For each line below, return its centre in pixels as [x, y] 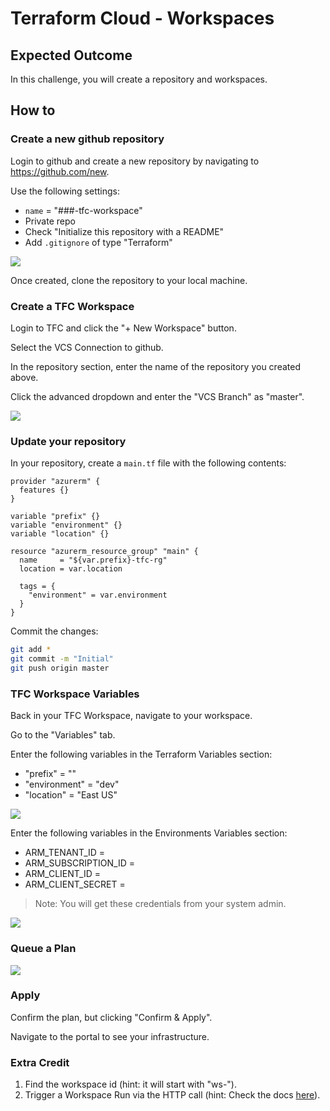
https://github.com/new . [60, 171]
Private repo [50, 221]
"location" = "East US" [71, 795]
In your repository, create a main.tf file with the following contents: [148, 463]
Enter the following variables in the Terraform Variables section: [141, 754]
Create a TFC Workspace [72, 306]
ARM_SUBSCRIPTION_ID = [79, 863]
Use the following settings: [65, 191]
